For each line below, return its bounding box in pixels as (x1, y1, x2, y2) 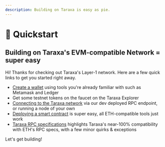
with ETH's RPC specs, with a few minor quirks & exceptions (12, 126, 137, 132)
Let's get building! (5, 136, 42, 142)
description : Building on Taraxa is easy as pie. (5, 7, 111, 12)
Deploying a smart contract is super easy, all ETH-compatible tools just (12, 110, 159, 117)
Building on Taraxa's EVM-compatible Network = (5, 48, 161, 57)
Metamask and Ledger (12, 89, 59, 95)
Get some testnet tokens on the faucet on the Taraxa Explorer (12, 95, 139, 101)
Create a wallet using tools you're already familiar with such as (12, 84, 141, 90)
